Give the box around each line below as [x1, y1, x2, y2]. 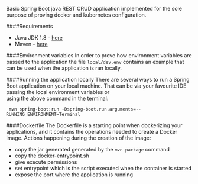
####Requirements [6, 23, 53, 30]
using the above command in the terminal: [6, 95, 109, 102]
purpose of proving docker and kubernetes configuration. [6, 11, 147, 18]
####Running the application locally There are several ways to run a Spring [6, 76, 190, 83]
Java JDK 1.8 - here [14, 34, 63, 41]
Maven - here [14, 41, 48, 47]
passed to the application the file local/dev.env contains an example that [6, 59, 184, 65]
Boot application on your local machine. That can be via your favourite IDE [6, 82, 187, 89]
